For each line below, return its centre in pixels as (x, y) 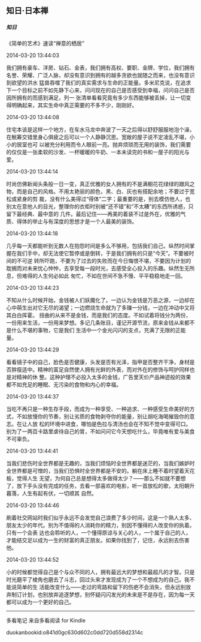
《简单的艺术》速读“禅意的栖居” (45, 43)
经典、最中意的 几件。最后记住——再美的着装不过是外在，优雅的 (101, 214)
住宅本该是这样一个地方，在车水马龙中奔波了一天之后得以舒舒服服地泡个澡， (100, 130)
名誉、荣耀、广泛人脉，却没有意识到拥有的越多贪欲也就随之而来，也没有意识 (100, 75)
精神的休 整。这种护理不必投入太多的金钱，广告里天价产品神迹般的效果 (104, 377)
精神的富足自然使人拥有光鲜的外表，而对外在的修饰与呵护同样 (113, 370)
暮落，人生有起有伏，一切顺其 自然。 (51, 493)
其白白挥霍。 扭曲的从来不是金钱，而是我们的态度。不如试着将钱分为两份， (99, 315)
